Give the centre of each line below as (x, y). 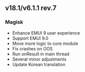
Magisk (14, 22)
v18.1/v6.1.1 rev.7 (31, 8)
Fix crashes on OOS (32, 48)
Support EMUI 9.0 (30, 38)
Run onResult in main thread (41, 54)
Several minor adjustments (39, 59)
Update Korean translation (39, 64)
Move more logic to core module (45, 43)
